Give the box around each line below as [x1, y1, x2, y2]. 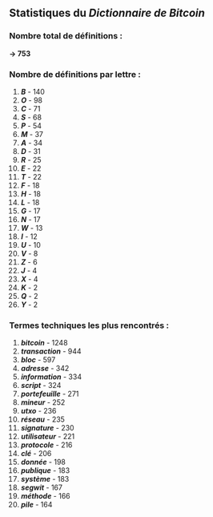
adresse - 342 [20, 364, 70, 374]
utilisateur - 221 [20, 432, 75, 442]
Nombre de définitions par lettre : [9, 68, 141, 79]
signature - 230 [20, 423, 74, 433]
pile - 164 [20, 500, 53, 510]
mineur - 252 [20, 398, 66, 407]
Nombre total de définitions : [9, 30, 123, 42]
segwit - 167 [20, 483, 63, 492]
